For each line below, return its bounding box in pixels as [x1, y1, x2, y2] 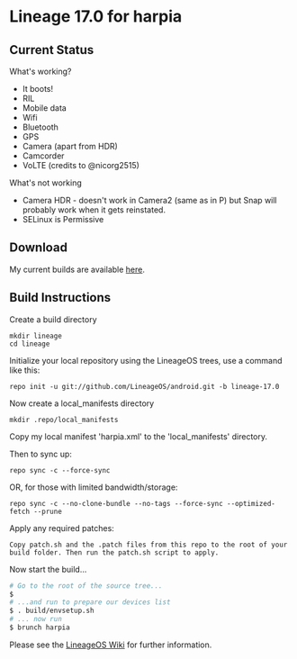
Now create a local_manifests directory [9, 398, 155, 409]
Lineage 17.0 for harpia [9, 6, 183, 27]
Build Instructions [9, 290, 112, 305]
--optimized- [226, 499, 276, 508]
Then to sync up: [9, 448, 72, 459]
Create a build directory [9, 313, 97, 325]
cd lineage [9, 339, 50, 348]
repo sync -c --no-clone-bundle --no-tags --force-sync [9, 499, 223, 508]
